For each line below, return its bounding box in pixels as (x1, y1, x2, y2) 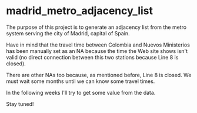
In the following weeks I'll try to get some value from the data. (6, 89, 156, 96)
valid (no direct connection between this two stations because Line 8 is (6, 54, 179, 61)
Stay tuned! (6, 100, 34, 107)
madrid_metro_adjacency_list (6, 4, 153, 18)
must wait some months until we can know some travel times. (6, 78, 155, 85)
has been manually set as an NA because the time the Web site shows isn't (6, 47, 188, 54)
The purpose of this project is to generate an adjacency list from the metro (6, 24, 187, 31)
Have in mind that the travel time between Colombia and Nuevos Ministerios (6, 41, 190, 48)
